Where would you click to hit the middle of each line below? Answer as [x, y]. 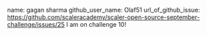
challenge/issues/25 [36, 24]
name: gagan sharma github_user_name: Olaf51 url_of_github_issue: [103, 10]
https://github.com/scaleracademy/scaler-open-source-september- [103, 17]
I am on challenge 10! [96, 24]
